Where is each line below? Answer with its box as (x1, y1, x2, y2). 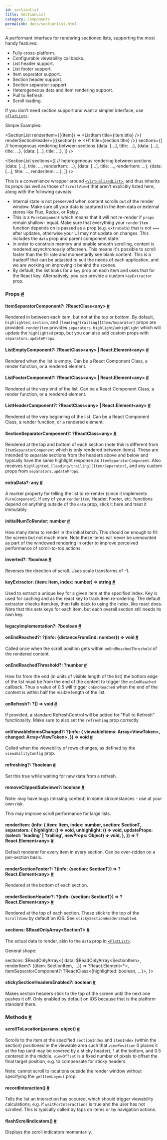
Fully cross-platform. (12, 50, 56, 56)
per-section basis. (5, 854, 42, 860)
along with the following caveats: (5, 188, 73, 195)
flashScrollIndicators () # (5, 1118, 57, 1124)
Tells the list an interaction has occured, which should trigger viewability (5, 1096, 154, 1102)
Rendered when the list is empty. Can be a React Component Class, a (5, 358, 148, 364)
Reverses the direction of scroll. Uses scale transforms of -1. (5, 567, 130, 573)
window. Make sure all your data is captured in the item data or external (12, 203, 160, 210)
